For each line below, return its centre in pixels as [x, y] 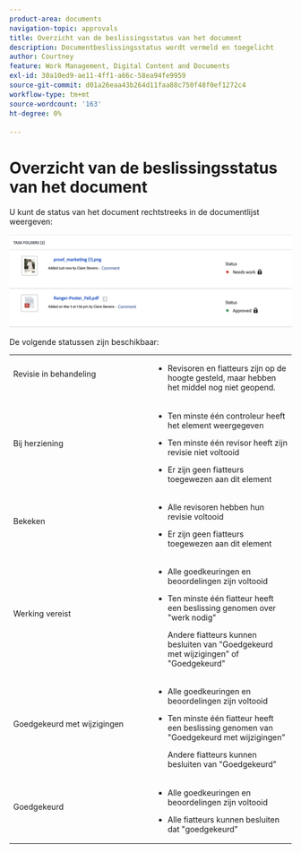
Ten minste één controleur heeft [226, 416]
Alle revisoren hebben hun [215, 507]
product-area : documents [56, 19]
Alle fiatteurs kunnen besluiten [224, 819]
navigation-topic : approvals [64, 28]
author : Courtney [42, 57]
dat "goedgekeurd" [203, 829]
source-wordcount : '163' [56, 104]
